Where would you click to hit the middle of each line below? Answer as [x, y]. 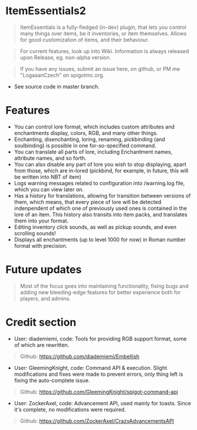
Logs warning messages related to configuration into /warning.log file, [99, 183]
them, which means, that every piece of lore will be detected [88, 202]
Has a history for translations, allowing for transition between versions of [102, 195]
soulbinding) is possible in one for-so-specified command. [85, 145]
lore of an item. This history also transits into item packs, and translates [101, 214]
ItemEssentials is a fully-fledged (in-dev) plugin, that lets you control [103, 27]
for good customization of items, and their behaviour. [84, 40]
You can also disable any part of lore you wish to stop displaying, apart [100, 164]
